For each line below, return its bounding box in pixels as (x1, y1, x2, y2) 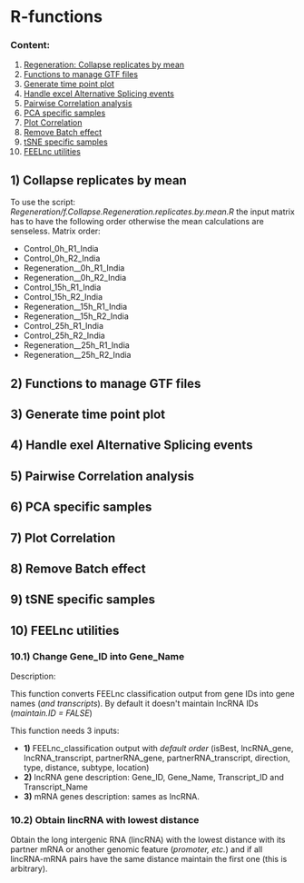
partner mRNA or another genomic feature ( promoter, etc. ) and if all (10, 844, 263, 855)
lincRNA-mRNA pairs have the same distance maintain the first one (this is (10, 854, 288, 865)
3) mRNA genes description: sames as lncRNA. (23, 791, 201, 802)
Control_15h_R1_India (23, 282, 102, 293)
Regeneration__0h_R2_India (23, 273, 127, 283)
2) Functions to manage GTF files (10, 375, 201, 392)
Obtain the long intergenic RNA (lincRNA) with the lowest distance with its (10, 834, 286, 846)
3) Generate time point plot (10, 407, 166, 422)
